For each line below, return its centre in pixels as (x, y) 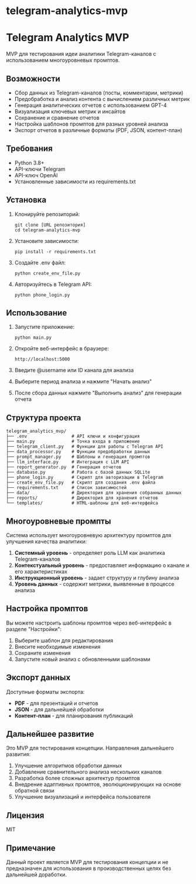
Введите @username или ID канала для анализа (74, 370)
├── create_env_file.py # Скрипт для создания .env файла (81, 483)
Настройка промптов (47, 609)
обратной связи (34, 791)
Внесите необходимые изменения (57, 646)
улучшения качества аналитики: (47, 541)
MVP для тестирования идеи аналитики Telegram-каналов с (81, 54)
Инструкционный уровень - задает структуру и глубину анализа (97, 578)
